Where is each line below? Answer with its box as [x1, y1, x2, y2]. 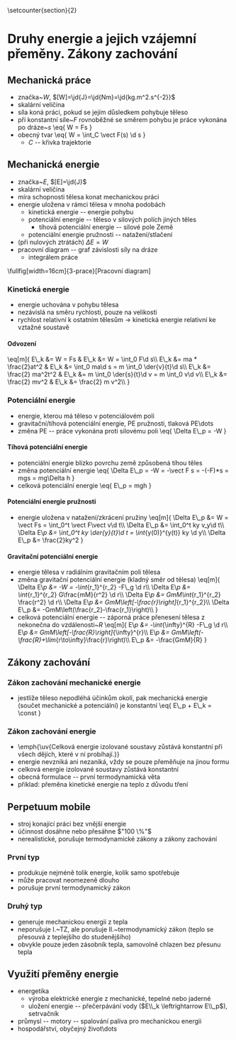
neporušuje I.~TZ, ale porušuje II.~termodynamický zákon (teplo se [17, 925, 214, 934]
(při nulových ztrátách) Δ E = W [17, 238, 108, 246]
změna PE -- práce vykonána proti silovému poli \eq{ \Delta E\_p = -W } [17, 426, 227, 435]
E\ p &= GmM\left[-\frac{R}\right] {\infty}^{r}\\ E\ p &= [17, 628, 170, 637]
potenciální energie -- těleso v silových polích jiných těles [28, 215, 197, 223]
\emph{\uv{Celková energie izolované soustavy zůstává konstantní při [17, 743, 223, 751]
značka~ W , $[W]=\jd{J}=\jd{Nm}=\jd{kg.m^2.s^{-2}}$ [17, 93, 176, 101]
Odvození [7, 339, 37, 348]
